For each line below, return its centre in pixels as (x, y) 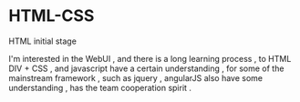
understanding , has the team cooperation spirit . (100, 87)
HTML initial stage (42, 41)
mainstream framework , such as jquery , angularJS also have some (136, 77)
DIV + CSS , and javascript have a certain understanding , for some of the (146, 68)
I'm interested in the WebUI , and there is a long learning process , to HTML (150, 58)
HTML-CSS (52, 16)
